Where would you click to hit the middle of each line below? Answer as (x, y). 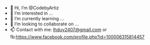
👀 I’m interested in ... (31, 13)
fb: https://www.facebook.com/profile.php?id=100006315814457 (77, 37)
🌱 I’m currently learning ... (37, 18)
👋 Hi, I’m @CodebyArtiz (34, 8)
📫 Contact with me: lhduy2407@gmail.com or (59, 30)
